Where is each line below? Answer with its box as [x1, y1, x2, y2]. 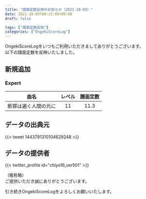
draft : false [5, 16, 31, 21]
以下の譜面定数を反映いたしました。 [5, 50, 77, 55]
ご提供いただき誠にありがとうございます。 [5, 178, 89, 184]
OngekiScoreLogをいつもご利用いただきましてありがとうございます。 [5, 43, 144, 49]
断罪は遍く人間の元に [7, 102, 57, 109]
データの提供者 [5, 149, 50, 158]
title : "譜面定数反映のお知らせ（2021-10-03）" [5, 7, 93, 12]
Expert [5, 80, 21, 86]
